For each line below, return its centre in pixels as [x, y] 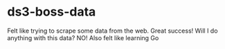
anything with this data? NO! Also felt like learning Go [83, 37]
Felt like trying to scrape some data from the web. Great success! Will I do [112, 31]
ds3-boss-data [52, 12]
